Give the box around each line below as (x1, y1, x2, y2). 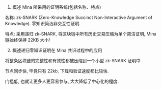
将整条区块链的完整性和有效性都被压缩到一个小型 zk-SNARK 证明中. (5, 58, 142, 63)
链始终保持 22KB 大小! (5, 37, 50, 43)
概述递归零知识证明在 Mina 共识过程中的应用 (12, 48, 102, 53)
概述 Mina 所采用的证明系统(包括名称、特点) (12, 4, 102, 10)
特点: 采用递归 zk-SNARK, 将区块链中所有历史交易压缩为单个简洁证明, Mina (5, 31, 157, 36)
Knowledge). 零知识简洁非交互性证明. (5, 21, 81, 26)
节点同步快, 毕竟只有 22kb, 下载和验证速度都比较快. (5, 68, 109, 74)
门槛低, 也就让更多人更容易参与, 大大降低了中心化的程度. (5, 78, 119, 84)
